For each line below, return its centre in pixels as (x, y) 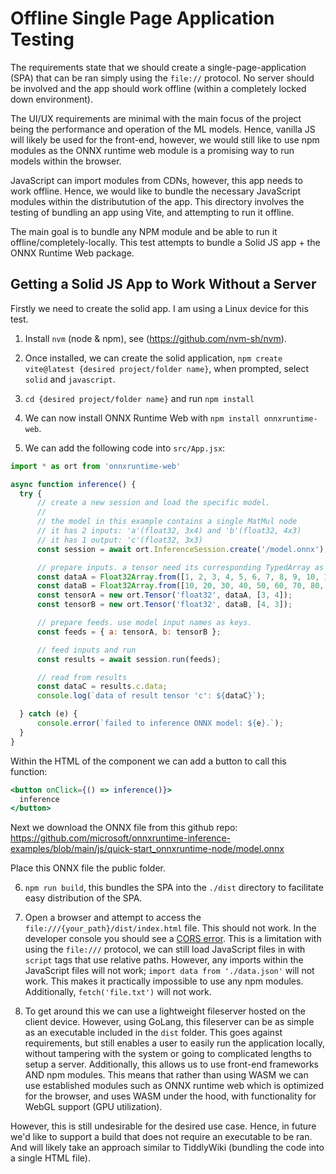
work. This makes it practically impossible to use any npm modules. (164, 981)
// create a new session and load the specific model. (153, 503)
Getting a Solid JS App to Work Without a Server (163, 284)
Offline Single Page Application (142, 18)
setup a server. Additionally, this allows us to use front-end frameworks (171, 1064)
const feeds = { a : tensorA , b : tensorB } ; (129, 632)
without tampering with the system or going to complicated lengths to (168, 1054)
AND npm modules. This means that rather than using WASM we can (166, 1075)
